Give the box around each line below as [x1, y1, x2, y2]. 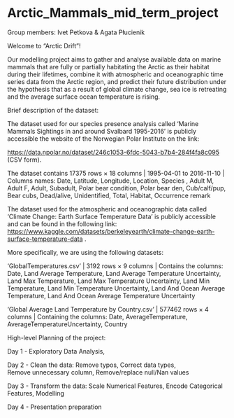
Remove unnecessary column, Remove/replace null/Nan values [7, 368, 189, 376]
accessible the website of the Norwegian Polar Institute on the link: [7, 134, 200, 143]
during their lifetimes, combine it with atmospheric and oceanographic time [7, 70, 224, 78]
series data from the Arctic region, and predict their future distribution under [7, 77, 227, 85]
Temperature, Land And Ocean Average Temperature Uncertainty [7, 291, 196, 300]
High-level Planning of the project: [7, 333, 106, 342]
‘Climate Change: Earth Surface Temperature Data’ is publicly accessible [7, 212, 217, 221]
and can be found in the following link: [7, 219, 117, 228]
